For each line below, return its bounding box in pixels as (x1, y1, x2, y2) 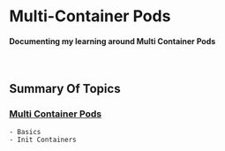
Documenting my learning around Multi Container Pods (9, 35, 216, 46)
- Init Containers (9, 135, 77, 145)
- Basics (9, 128, 41, 137)
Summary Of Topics (9, 81, 121, 96)
